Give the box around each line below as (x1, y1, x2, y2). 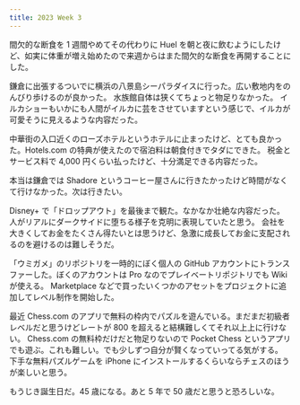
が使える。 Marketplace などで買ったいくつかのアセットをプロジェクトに (9, 280, 279, 291)
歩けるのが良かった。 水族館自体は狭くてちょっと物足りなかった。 (32, 92, 279, 102)
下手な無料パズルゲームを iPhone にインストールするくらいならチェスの (9, 356, 275, 366)
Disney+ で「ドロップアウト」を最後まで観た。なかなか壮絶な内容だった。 (9, 205, 285, 216)
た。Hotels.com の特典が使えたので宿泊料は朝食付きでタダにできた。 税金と (9, 145, 291, 155)
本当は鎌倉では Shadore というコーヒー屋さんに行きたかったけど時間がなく (9, 174, 288, 185)
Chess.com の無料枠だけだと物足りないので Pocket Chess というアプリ (26, 333, 291, 344)
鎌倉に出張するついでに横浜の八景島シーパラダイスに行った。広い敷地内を (9, 80, 284, 91)
